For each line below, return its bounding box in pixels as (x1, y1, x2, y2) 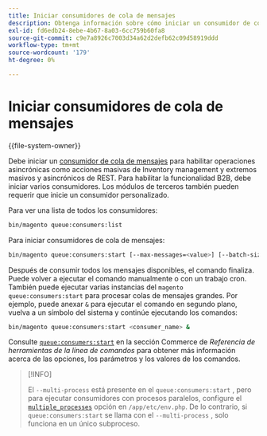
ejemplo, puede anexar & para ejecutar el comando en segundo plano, (8, 299, 238, 308)
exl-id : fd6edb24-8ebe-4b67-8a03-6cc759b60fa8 (8, 26, 165, 34)
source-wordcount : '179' (8, 49, 91, 57)
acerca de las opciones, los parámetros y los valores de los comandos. (8, 354, 241, 363)
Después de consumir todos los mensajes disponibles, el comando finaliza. (8, 265, 254, 275)
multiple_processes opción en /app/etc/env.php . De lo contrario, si (27, 402, 248, 411)
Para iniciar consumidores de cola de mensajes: (8, 235, 165, 245)
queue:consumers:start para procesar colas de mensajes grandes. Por (8, 290, 238, 300)
